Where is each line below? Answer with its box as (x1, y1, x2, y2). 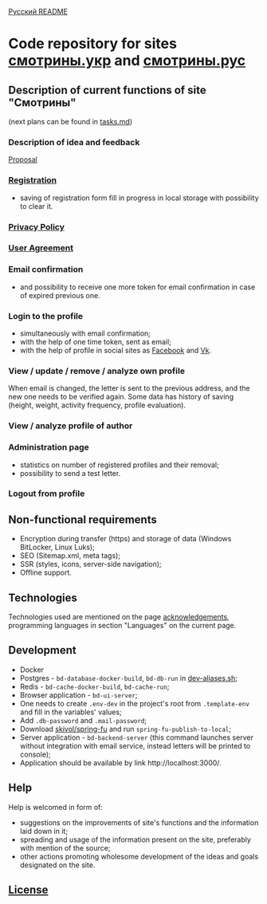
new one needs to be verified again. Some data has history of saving (8, 392, 234, 402)
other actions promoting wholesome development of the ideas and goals (19, 851, 259, 861)
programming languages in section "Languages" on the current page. (8, 621, 237, 631)
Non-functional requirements (8, 513, 157, 526)
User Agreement (8, 242, 74, 254)
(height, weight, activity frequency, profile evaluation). (8, 400, 186, 410)
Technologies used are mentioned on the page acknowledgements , (8, 612, 230, 622)
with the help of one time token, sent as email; (19, 337, 171, 347)
